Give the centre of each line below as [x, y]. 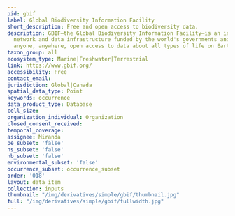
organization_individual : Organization [65, 117]
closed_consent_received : [45, 124]
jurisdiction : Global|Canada [50, 85]
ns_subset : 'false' [36, 150]
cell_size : [23, 111]
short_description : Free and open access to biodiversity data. [103, 26]
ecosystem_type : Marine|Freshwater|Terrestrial [78, 59]
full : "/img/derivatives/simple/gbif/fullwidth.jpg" [86, 202]
